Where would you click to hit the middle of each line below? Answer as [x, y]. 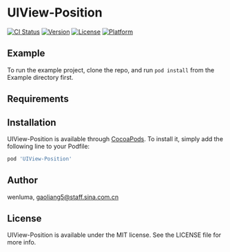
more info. [22, 242]
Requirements [38, 99]
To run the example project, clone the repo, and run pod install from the [111, 70]
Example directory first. [40, 77]
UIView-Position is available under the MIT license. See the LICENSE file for [114, 235]
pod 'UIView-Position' [40, 159]
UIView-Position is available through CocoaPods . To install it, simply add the [115, 138]
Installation [32, 122]
